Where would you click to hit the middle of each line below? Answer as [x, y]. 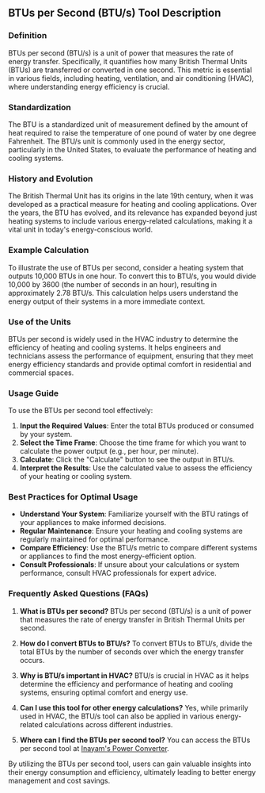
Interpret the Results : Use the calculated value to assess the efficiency [136, 468]
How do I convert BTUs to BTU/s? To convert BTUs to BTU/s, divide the [136, 643]
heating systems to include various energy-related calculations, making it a [131, 221]
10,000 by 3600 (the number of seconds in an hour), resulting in [113, 284]
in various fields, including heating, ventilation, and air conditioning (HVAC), [131, 78]
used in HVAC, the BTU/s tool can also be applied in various [117, 716]
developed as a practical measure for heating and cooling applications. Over [132, 205]
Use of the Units [40, 322]
